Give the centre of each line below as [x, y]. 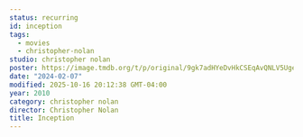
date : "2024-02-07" [46, 77]
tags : [19, 34]
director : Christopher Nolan [64, 110]
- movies [34, 43]
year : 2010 [30, 93]
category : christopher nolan [64, 101]
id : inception [36, 26]
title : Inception [42, 118]
